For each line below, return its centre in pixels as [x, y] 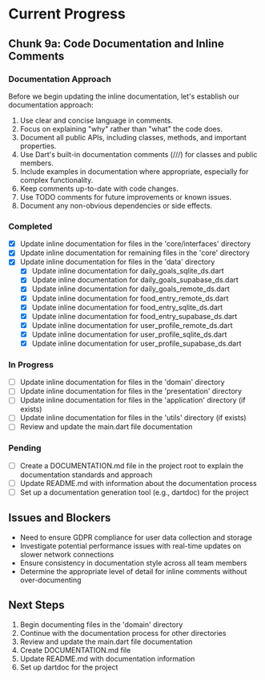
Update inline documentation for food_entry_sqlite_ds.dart [127, 307]
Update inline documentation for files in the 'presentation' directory [131, 391]
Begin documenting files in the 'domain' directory [101, 624]
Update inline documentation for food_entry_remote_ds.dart [130, 298]
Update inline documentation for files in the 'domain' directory [122, 382]
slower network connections [67, 554]
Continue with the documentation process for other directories [123, 633]
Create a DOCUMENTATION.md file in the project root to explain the [132, 465]
